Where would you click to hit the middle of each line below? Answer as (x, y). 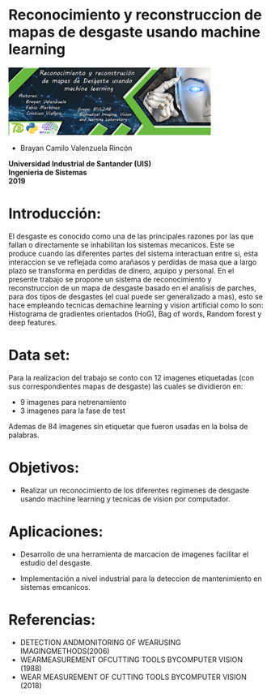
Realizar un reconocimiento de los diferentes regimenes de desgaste (135, 490)
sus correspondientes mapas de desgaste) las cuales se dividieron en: (126, 386)
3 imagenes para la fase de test (72, 411)
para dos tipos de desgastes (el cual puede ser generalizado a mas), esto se (135, 297)
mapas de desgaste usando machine (134, 32)
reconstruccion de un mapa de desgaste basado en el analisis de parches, (132, 288)
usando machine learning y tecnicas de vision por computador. (125, 499)
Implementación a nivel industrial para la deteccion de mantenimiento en (141, 579)
